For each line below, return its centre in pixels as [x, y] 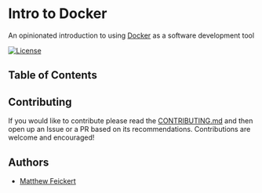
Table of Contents [53, 75]
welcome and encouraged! [51, 137]
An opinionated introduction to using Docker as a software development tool [131, 35]
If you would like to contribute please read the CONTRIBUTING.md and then [131, 121]
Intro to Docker [58, 14]
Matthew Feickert [47, 180]
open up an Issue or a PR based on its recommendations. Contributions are [129, 129]
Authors [29, 162]
